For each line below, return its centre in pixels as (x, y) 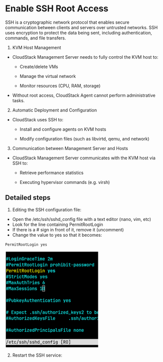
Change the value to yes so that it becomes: (57, 235)
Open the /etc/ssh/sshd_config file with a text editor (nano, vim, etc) (82, 219)
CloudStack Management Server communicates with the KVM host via (84, 158)
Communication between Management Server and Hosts (70, 148)
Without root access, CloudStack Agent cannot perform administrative (84, 95)
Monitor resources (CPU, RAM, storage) (60, 86)
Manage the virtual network (48, 76)
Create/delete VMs (39, 67)
